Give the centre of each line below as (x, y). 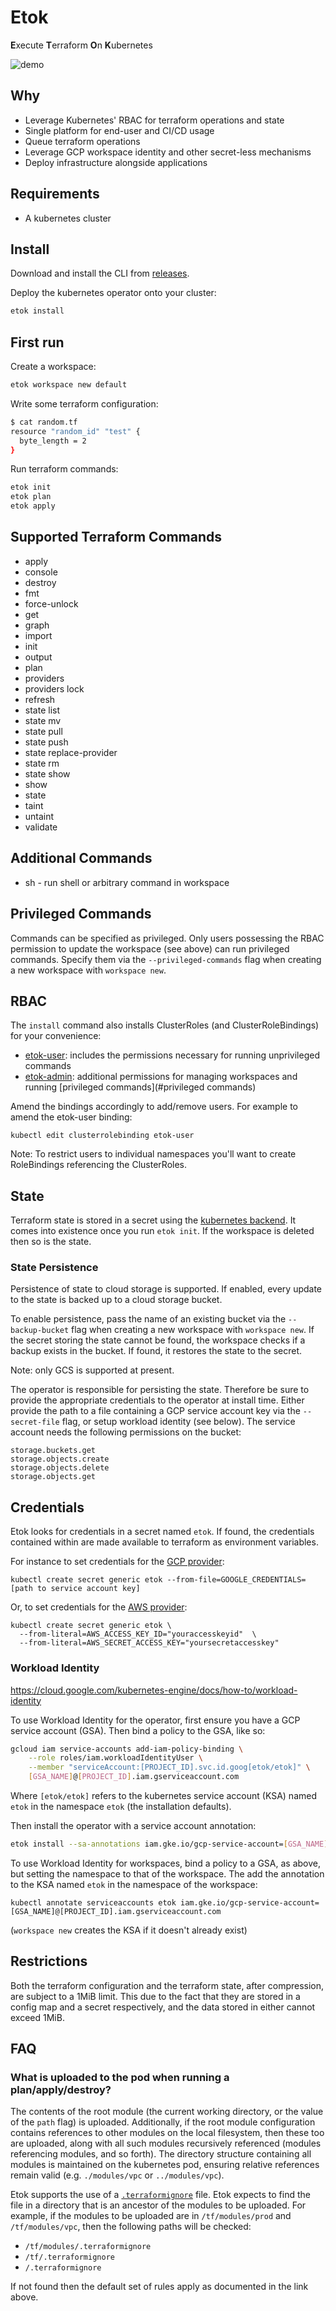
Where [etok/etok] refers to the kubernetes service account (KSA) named (163, 1796)
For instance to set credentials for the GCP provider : (117, 1562)
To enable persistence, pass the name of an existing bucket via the (148, 1319)
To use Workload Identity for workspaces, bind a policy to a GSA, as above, (165, 1863)
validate (41, 827)
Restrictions (49, 1961)
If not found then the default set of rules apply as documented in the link (159, 2287)
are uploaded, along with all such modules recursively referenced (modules (166, 2143)
